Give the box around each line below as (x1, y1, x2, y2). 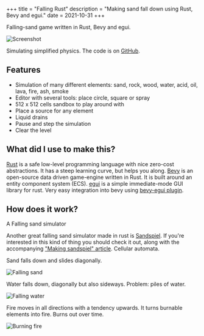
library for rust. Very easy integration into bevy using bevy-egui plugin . (6, 186, 184, 194)
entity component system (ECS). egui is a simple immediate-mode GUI (6, 180, 184, 187)
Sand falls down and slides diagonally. (6, 257, 102, 265)
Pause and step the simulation (15, 120, 91, 127)
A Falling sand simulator (6, 220, 67, 228)
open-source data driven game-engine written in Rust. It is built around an (6, 173, 192, 181)
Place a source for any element (15, 107, 94, 114)
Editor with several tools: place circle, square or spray (15, 94, 150, 101)
